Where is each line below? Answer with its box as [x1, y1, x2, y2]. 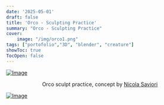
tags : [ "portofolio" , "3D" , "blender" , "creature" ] [6, 42, 134, 48]
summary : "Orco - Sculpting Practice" [6, 25, 102, 31]
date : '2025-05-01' [6, 8, 55, 15]
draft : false [6, 14, 39, 20]
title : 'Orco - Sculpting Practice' [6, 20, 97, 26]
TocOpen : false [6, 53, 44, 59]
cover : [6, 31, 23, 37]
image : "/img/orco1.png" [17, 36, 78, 42]
